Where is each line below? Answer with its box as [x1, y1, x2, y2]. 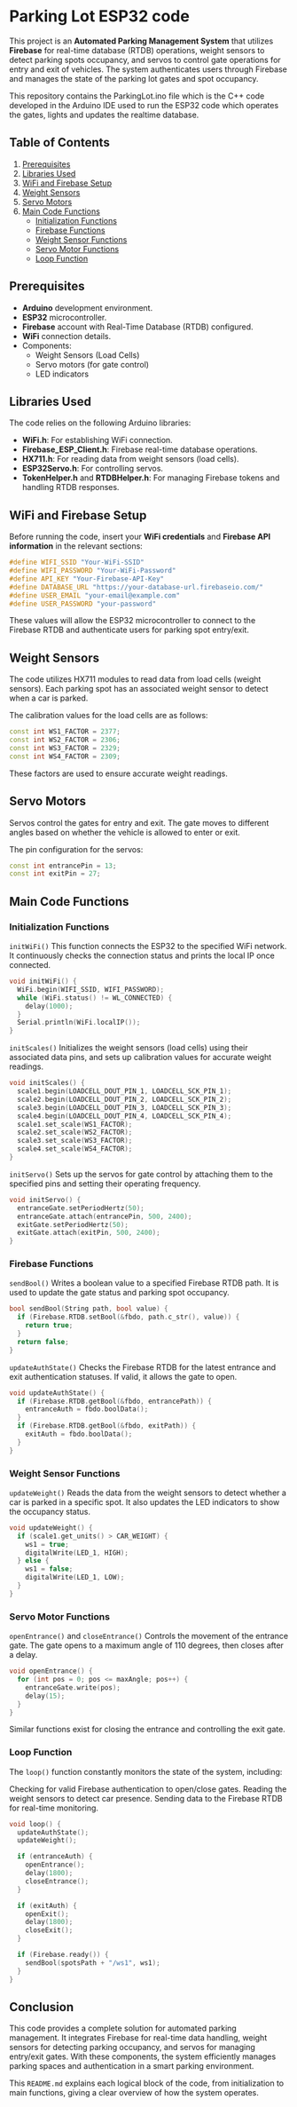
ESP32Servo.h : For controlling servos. [21, 463, 164, 474]
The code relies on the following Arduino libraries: [9, 417, 191, 428]
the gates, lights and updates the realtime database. [9, 109, 199, 120]
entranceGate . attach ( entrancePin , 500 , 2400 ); [17, 1212, 192, 1221]
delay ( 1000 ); [25, 1002, 74, 1010]
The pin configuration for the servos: [9, 844, 144, 854]
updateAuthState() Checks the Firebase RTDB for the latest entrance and [9, 1361, 277, 1373]
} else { [17, 1556, 50, 1565]
